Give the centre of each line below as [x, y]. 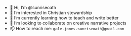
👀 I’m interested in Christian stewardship [51, 13]
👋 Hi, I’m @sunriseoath [33, 8]
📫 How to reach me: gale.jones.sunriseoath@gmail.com [67, 28]
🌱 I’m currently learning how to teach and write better [64, 18]
